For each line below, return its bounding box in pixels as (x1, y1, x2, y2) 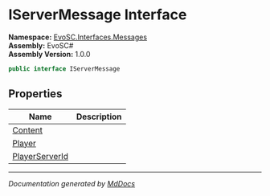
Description (76, 111, 122, 122)
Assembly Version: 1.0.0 (8, 49, 91, 59)
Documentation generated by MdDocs (8, 178, 135, 188)
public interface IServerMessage (8, 64, 121, 73)
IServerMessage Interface (8, 6, 187, 24)
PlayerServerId (12, 150, 69, 161)
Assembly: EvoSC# (8, 40, 74, 50)
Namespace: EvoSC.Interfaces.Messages (8, 32, 147, 42)
